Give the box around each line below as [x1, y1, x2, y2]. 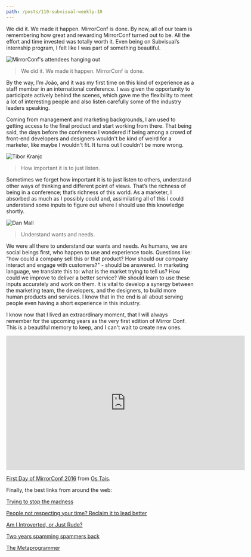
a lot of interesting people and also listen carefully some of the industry [6, 98, 181, 105]
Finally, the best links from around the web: [6, 486, 112, 493]
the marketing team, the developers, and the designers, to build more [6, 287, 176, 294]
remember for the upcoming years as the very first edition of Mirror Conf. [6, 317, 186, 324]
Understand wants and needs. [20, 230, 95, 238]
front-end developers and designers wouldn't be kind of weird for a [6, 135, 172, 142]
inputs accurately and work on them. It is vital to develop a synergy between [6, 280, 194, 287]
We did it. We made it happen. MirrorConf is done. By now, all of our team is [6, 25, 193, 32]
